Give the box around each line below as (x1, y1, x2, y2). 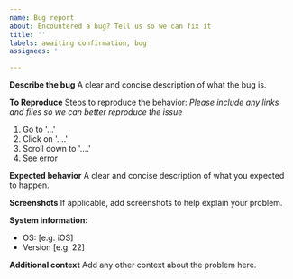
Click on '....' (22, 134, 69, 144)
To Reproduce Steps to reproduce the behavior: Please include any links (9, 97, 279, 108)
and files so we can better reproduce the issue (9, 107, 183, 117)
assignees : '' (9, 47, 63, 56)
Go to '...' (22, 124, 56, 135)
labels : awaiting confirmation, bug (9, 38, 147, 48)
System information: (9, 215, 88, 226)
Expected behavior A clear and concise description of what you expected (9, 171, 285, 181)
